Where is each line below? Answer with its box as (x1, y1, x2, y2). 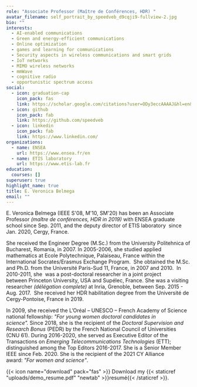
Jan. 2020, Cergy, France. (6, 228, 69, 235)
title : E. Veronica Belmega (6, 188, 75, 194)
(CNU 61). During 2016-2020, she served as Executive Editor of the (6, 332, 168, 339)
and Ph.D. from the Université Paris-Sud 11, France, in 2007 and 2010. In (6, 265, 182, 272)
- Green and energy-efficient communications (11, 36, 125, 42)
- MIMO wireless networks (11, 63, 75, 69)
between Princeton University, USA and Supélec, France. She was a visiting (6, 277, 189, 284)
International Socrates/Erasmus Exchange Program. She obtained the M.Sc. (6, 258, 191, 265)
